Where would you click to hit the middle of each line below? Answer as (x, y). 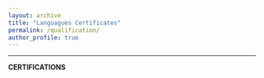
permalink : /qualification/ (54, 30)
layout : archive (35, 15)
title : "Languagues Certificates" (65, 23)
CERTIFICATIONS (37, 67)
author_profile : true (44, 37)
